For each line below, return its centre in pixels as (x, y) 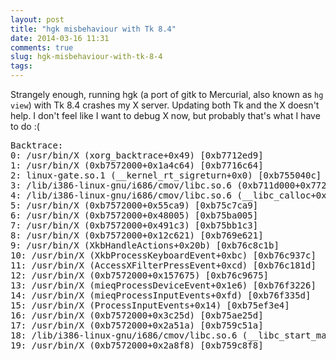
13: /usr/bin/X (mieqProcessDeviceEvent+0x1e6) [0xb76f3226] (163, 285)
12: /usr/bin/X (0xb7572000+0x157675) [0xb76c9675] (140, 275)
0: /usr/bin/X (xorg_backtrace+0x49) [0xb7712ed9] (137, 155)
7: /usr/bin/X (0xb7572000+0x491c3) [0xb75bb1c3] (134, 225)
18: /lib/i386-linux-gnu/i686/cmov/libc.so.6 (124, 335)
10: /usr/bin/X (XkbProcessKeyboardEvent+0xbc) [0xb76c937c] (163, 255)
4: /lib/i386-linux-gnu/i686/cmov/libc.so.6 (121, 195)
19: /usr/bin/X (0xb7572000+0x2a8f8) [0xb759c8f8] (137, 345)
